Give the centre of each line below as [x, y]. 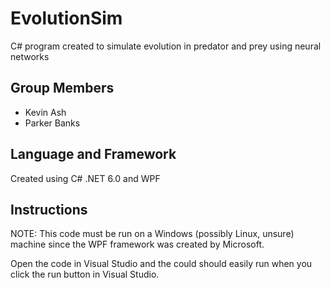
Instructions [49, 209]
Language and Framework [93, 154]
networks [30, 56]
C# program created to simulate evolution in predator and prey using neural [166, 46]
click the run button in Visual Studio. [85, 274]
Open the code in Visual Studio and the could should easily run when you [161, 264]
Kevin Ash [45, 112]
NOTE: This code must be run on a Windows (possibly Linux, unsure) [152, 234]
